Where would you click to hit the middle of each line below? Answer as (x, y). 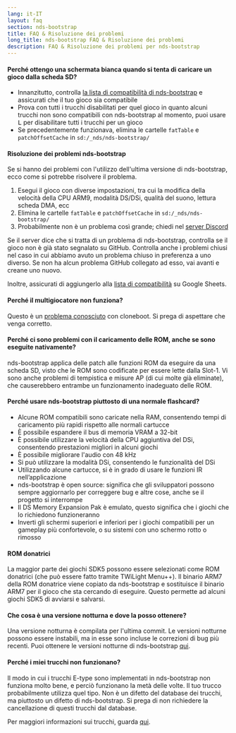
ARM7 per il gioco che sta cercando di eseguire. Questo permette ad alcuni (116, 592)
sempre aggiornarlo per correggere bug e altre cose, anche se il (111, 492)
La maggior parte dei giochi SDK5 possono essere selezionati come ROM (113, 569)
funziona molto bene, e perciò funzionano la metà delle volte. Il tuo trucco (114, 685)
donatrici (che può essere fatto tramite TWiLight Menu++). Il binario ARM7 (115, 577)
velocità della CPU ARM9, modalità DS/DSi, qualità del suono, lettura (117, 198)
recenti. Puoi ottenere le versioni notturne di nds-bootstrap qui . (99, 646)
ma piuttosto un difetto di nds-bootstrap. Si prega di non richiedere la (108, 701)
